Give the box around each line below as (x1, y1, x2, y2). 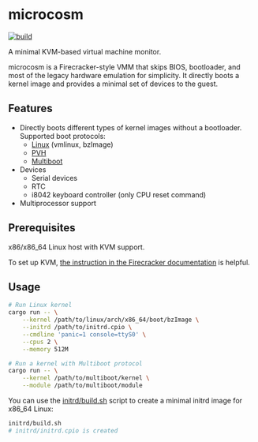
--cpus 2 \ (22, 338, 58, 346)
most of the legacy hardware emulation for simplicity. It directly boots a (8, 70, 240, 80)
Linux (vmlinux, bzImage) (31, 140, 114, 149)
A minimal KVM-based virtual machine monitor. (8, 47, 162, 56)
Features (8, 102, 53, 115)
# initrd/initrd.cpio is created (8, 426, 118, 435)
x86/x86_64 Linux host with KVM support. (8, 242, 145, 252)
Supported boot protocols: (19, 131, 107, 140)
